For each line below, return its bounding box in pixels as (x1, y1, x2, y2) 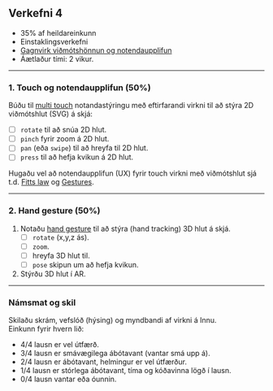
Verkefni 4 (8, 7, 63, 20)
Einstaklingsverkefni (19, 37, 89, 46)
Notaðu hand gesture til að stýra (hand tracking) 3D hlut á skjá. (19, 224, 232, 233)
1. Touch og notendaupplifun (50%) (8, 81, 152, 93)
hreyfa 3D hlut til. (32, 250, 91, 260)
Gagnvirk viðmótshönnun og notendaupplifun (19, 45, 172, 55)
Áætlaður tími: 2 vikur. (19, 54, 94, 63)
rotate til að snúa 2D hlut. (19, 125, 107, 135)
